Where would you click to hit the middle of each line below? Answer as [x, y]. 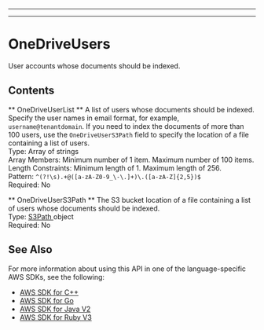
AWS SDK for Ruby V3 [55, 317]
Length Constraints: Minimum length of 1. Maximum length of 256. [115, 168]
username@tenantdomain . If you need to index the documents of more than [126, 126]
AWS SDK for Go [47, 300]
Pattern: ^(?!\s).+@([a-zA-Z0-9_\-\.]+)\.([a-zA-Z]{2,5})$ [105, 176]
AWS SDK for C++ [49, 292]
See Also [30, 249]
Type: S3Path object [41, 216]
